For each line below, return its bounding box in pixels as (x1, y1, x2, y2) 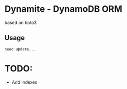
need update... (4, 46, 36, 52)
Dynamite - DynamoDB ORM (4, 3, 123, 15)
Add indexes (11, 79, 37, 85)
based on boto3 (4, 20, 37, 25)
